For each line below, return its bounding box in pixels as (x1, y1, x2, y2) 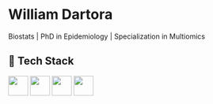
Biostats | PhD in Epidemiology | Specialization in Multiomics (8, 32, 206, 41)
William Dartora (8, 6, 113, 24)
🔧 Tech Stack (8, 54, 74, 68)
